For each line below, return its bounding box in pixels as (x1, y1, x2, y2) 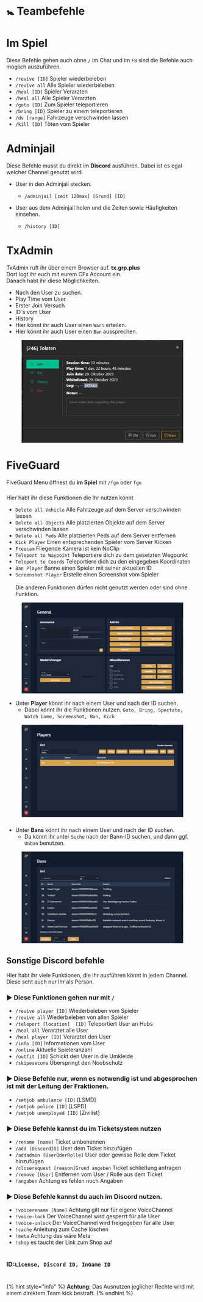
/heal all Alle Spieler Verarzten (15, 95, 96, 102)
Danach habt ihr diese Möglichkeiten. (6, 277, 100, 284)
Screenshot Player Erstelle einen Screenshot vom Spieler (15, 570, 159, 578)
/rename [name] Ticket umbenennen (15, 1138, 105, 1146)
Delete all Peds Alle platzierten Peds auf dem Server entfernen (15, 532, 176, 539)
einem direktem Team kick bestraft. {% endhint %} (6, 1289, 134, 1296)
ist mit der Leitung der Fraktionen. (6, 1082, 109, 1091)
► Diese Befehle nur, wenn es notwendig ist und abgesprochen (6, 1075, 198, 1083)
